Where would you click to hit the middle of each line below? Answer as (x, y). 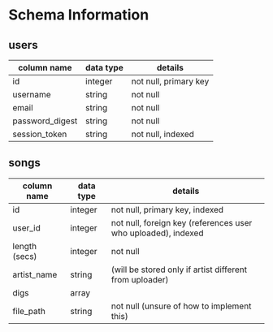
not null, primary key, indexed (167, 209)
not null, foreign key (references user (182, 222)
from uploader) (140, 279)
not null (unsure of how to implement (181, 306)
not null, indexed (163, 134)
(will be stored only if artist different (179, 269)
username (32, 95)
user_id (26, 227)
